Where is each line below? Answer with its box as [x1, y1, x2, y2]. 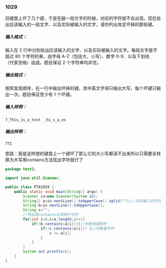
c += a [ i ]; [49, 230, 72, 236]
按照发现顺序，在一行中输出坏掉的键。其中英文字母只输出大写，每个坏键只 [5, 85, 157, 91]
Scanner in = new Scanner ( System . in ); [23, 194, 98, 199]
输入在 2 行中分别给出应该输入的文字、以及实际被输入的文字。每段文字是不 [5, 47, 158, 53]
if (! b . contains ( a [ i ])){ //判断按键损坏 [31, 221, 107, 226]
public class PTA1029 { [5, 184, 54, 189]
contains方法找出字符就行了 [26, 157, 83, 163]
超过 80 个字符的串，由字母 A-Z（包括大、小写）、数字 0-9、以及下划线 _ [5, 54, 153, 59]
